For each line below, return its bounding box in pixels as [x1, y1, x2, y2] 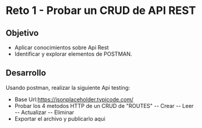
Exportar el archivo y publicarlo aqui [14, 115, 106, 122]
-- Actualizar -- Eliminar [14, 109, 74, 116]
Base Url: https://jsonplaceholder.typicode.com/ [14, 95, 134, 103]
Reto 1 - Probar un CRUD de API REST [5, 4, 196, 18]
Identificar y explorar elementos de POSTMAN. [14, 50, 133, 58]
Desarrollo [5, 68, 46, 78]
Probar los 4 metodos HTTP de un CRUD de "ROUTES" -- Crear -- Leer [14, 102, 194, 109]
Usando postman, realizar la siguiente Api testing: [5, 84, 130, 91]
